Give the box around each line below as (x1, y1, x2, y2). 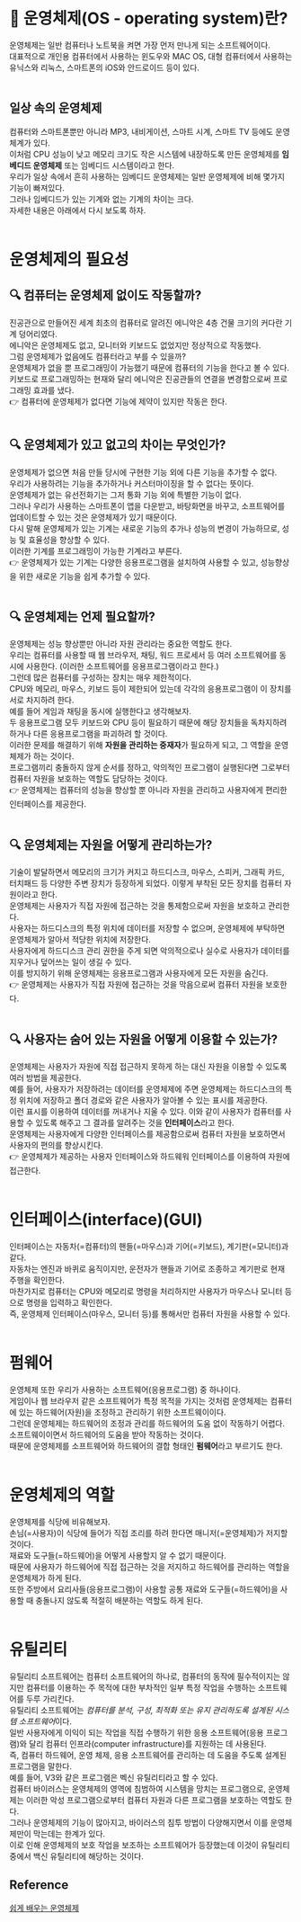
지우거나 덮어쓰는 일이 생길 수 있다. (9, 957, 132, 968)
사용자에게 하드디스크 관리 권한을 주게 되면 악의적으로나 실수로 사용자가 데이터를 (9, 945, 290, 956)
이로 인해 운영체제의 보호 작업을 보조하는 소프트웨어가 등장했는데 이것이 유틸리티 (9, 1839, 290, 1850)
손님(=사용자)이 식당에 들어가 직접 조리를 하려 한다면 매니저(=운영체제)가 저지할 (9, 1527, 288, 1538)
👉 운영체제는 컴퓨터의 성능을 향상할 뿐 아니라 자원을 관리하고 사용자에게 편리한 (9, 784, 288, 796)
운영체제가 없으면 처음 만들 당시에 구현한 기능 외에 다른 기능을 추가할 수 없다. (9, 467, 278, 478)
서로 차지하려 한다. (9, 694, 75, 706)
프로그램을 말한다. (9, 1760, 73, 1772)
